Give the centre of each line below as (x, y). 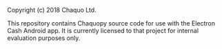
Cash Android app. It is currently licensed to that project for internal (103, 31)
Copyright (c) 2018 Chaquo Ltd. (52, 10)
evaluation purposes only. (44, 38)
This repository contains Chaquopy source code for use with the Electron (111, 23)
